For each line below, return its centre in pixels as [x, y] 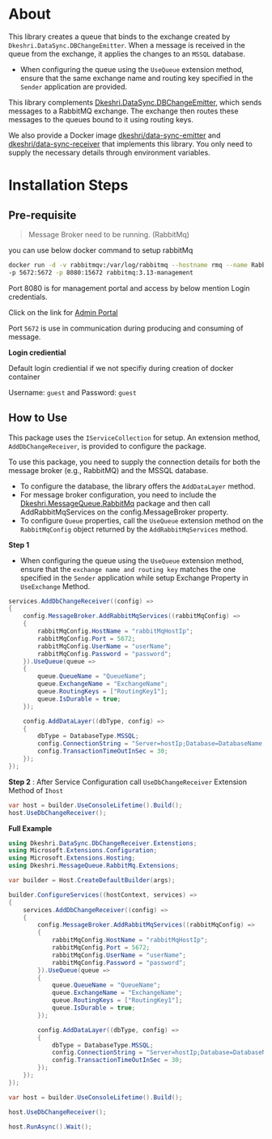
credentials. [28, 296]
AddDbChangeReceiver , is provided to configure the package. [107, 446]
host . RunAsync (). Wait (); [50, 1127]
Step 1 [19, 544]
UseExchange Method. [55, 586]
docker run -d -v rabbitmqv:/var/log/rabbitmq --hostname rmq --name [128, 265]
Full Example [30, 828]
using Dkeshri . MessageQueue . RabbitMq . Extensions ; [94, 866]
